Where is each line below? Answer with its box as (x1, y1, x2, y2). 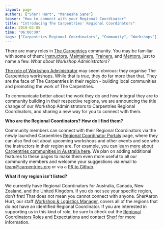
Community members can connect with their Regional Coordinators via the (5, 127, 156, 133)
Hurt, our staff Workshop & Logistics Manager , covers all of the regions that (5, 198, 158, 204)
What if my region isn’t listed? (5, 173, 68, 179)
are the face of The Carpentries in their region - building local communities (5, 78, 157, 84)
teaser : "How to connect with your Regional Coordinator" (5, 16, 126, 21)
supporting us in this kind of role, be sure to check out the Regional (5, 208, 141, 214)
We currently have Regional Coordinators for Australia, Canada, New (5, 183, 144, 188)
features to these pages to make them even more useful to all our (5, 153, 137, 159)
